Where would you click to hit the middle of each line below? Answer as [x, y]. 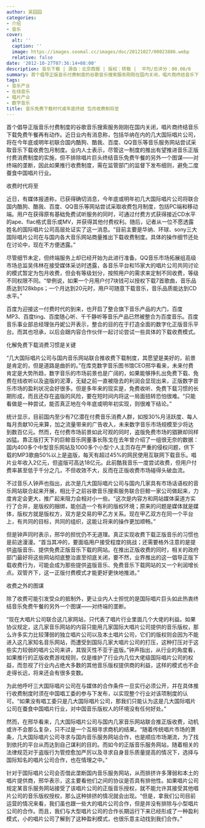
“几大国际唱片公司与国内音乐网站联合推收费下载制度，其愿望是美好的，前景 [101, 358]
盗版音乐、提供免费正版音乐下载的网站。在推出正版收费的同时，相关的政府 [105, 549]
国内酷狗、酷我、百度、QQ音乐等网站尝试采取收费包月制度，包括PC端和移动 [102, 206]
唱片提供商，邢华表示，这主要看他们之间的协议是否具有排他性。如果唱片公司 [103, 780]
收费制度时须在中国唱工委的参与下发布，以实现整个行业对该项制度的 [97, 693]
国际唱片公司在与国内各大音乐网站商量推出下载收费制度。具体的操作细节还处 [103, 237]
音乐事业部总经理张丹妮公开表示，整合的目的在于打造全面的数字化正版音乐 [100, 324]
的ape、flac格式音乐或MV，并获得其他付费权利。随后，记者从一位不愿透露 [100, 221]
